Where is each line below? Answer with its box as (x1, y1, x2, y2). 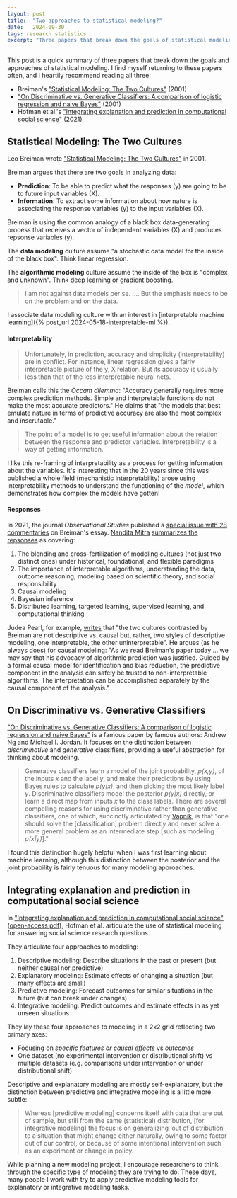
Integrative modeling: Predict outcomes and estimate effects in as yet (17, 1001, 220, 1010)
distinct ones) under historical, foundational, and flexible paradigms (17, 557, 214, 566)
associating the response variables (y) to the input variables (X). (17, 204, 205, 212)
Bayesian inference (17, 595, 74, 603)
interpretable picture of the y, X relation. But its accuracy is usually (24, 365, 219, 374)
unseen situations (17, 1008, 69, 1017)
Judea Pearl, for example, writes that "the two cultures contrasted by (7, 624, 208, 632)
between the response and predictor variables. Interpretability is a (24, 438, 217, 446)
